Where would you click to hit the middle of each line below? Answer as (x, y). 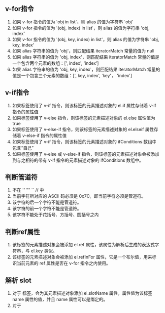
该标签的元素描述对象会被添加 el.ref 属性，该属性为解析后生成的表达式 (83, 245)
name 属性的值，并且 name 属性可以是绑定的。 (60, 299)
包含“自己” (23, 148)
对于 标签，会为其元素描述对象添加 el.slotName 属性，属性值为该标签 (82, 293)
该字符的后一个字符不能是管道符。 (47, 202)
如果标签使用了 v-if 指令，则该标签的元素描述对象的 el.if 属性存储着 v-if (84, 105)
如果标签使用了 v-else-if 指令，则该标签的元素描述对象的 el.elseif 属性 (83, 129)
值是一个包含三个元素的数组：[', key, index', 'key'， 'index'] (72, 75)
